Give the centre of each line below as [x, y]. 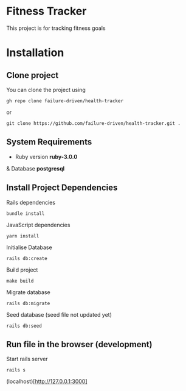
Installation [35, 53]
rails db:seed [24, 326]
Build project [22, 270]
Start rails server [27, 359]
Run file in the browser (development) [79, 344]
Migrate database [28, 292]
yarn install [23, 236]
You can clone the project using [46, 90]
